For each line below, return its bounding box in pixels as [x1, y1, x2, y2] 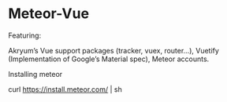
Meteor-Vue [8, 5, 89, 23]
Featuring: [8, 31, 42, 40]
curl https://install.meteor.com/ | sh [8, 84, 122, 94]
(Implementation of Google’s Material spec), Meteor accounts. [8, 54, 210, 64]
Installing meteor [8, 69, 63, 78]
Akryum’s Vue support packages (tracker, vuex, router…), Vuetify [8, 46, 219, 55]
